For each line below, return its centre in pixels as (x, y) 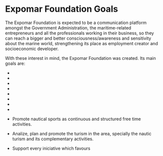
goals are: (15, 63)
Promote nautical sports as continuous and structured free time (77, 119)
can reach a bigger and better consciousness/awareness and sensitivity (78, 38)
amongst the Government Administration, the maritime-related (68, 27)
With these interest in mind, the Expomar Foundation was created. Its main (81, 58)
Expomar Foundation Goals (62, 9)
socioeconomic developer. (32, 49)
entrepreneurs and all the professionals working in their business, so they (80, 33)
